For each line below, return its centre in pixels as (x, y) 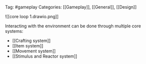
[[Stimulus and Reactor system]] (44, 56)
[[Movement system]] (34, 51)
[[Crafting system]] (31, 41)
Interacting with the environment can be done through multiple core (73, 26)
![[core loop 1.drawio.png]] (32, 16)
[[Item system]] (28, 46)
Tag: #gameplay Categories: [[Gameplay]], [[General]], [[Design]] (71, 7)
